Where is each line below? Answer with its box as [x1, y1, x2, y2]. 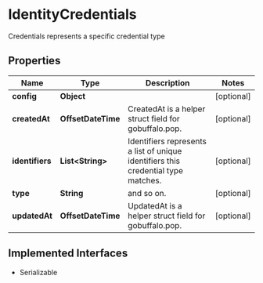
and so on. [128, 187, 167, 198]
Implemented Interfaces [8, 247, 128, 260]
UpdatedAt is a [128, 200, 182, 211]
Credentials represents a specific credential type [8, 31, 166, 41]
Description [145, 77, 190, 88]
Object [59, 90, 86, 101]
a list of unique [128, 145, 182, 156]
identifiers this [128, 155, 181, 166]
